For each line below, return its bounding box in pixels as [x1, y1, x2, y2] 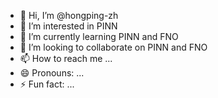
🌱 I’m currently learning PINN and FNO [19, 31, 179, 42]
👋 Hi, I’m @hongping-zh [19, 10, 119, 21]
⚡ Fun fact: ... [19, 78, 75, 90]
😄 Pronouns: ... [19, 67, 85, 79]
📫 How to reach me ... [19, 53, 113, 64]
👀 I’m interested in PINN [19, 20, 118, 32]
